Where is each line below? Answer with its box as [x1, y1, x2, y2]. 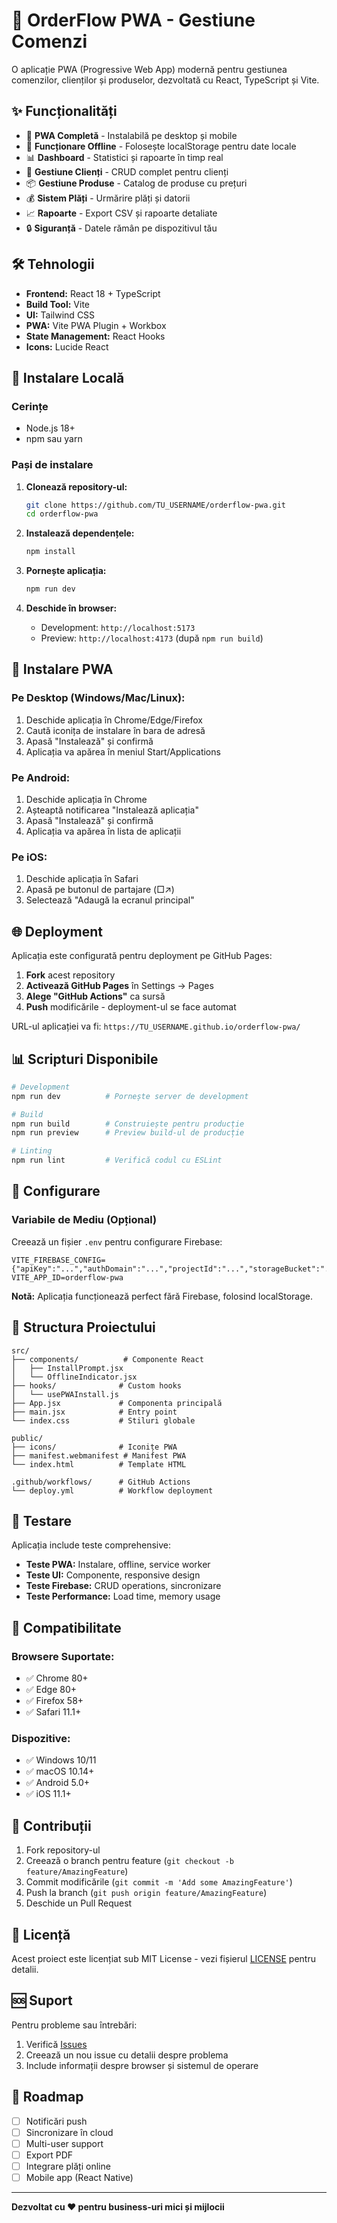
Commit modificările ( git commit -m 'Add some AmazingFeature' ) [25, 1876, 293, 1888]
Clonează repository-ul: [25, 480, 128, 493]
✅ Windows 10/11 [25, 1754, 97, 1766]
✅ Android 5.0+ [25, 1777, 91, 1789]
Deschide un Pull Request [25, 1897, 133, 1909]
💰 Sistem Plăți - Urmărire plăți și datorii [25, 192, 191, 204]
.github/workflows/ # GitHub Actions [11, 1477, 191, 1487]
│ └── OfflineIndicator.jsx [11, 1372, 138, 1382]
